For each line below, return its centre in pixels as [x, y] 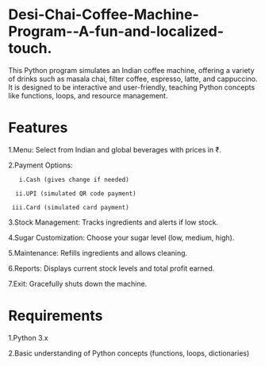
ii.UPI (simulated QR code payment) [76, 193]
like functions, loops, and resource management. [88, 95]
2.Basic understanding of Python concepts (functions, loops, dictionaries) [129, 353]
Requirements [56, 316]
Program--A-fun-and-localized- [116, 31]
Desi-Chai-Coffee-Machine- [104, 15]
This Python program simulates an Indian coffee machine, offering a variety [132, 70]
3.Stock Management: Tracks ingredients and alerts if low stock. [113, 222]
